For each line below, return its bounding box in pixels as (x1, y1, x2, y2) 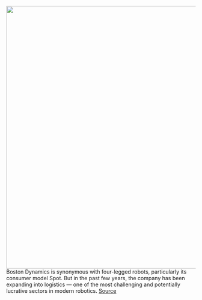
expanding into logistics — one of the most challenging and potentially (6, 281, 180, 288)
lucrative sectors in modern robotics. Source (6, 287, 117, 294)
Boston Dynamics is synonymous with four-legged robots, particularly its (6, 268, 187, 275)
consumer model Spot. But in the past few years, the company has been (6, 275, 185, 281)
